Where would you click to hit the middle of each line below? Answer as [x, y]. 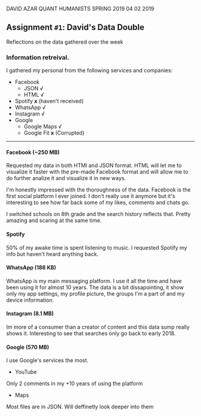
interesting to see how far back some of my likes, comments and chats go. [98, 202]
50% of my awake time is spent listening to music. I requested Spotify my [97, 247]
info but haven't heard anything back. [52, 254]
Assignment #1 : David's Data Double [75, 27]
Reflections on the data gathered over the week [65, 42]
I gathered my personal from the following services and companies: [89, 71]
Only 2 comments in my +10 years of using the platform [74, 384]
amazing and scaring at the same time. [54, 220]
